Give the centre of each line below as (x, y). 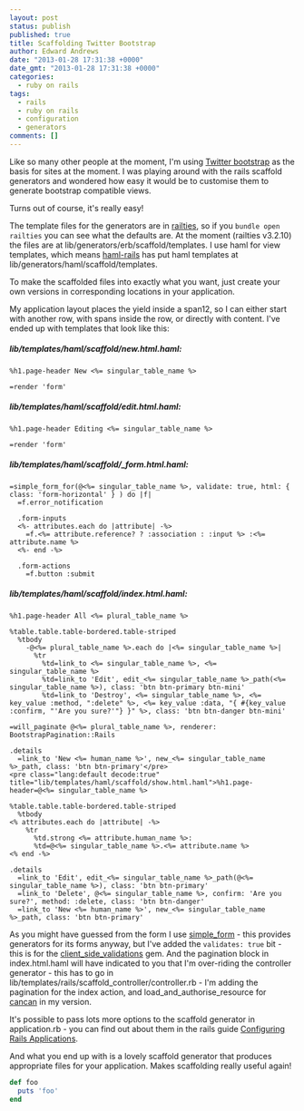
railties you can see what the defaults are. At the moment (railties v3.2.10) (151, 235)
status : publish (40, 26)
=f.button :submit (60, 574)
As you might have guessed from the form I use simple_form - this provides (150, 934)
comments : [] (34, 136)
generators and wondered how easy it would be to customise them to (139, 180)
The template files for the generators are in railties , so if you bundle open (145, 225)
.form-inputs (42, 518)
